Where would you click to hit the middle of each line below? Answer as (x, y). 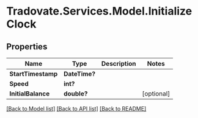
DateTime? (79, 74)
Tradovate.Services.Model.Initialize (99, 11)
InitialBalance (30, 94)
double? (75, 94)
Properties (27, 47)
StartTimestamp (34, 74)
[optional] (156, 94)
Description (119, 64)
